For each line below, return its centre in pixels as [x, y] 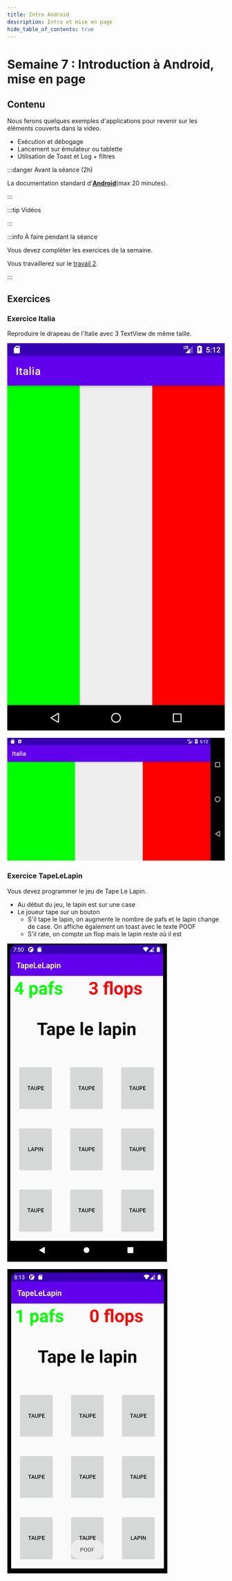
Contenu [26, 104]
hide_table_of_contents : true [51, 29]
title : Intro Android [38, 15]
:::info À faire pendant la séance [52, 237]
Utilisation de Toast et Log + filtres [66, 156]
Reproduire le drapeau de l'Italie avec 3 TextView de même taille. [99, 334]
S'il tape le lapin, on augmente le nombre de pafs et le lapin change [123, 919]
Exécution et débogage [50, 142]
